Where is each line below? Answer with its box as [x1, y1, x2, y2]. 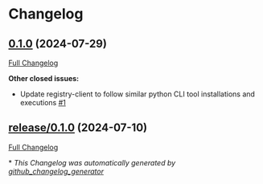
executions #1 [19, 98, 66, 107]
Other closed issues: [8, 74, 80, 83]
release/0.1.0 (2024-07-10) [8, 121, 147, 135]
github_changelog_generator [8, 166, 105, 176]
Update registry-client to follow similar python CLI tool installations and [19, 89, 256, 99]
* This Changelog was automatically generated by [8, 157, 176, 167]
